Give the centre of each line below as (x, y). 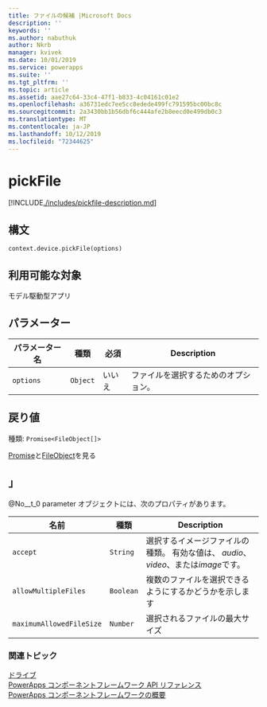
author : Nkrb (30, 45)
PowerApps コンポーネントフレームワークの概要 (87, 694)
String (122, 552)
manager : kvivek (35, 53)
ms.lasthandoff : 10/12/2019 (55, 134)
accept (25, 552)
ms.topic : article (39, 90)
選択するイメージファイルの (198, 541)
